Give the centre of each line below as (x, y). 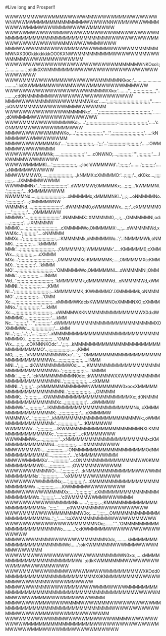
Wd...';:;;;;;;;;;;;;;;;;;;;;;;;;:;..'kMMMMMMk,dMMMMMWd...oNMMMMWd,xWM (82, 281)
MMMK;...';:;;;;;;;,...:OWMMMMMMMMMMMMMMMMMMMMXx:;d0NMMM (82, 397)
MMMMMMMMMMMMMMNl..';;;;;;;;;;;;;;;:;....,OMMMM (60, 392)
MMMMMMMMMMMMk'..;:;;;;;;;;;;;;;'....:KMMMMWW (59, 423)
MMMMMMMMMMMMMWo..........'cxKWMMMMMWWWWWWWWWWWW (83, 529)
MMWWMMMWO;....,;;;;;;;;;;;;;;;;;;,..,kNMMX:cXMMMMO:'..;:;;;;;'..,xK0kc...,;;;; (83, 175)
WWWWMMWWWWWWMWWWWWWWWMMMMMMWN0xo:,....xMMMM (83, 555)
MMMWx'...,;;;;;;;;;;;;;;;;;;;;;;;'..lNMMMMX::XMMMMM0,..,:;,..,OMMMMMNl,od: (83, 217)
